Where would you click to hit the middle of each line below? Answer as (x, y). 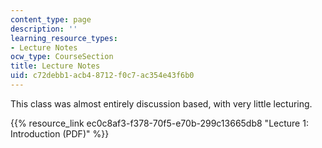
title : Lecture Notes (55, 66)
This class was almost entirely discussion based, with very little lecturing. (161, 103)
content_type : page (51, 19)
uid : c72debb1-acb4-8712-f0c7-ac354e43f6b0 (102, 76)
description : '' (44, 29)
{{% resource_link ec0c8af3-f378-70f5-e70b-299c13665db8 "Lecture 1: (159, 123)
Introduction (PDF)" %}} (60, 133)
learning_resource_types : (64, 38)
